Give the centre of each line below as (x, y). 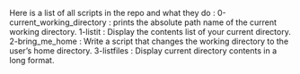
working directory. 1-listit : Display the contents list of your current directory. (150, 32)
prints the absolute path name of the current (194, 22)
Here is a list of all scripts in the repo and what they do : (112, 13)
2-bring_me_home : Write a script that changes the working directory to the (149, 41)
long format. (32, 60)
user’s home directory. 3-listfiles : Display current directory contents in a (143, 51)
